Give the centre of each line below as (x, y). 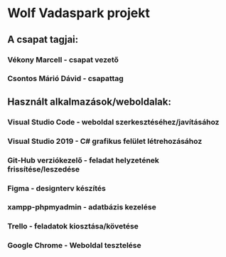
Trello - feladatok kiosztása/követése (73, 226)
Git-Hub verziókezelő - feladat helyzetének (84, 160)
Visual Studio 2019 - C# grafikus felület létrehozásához (105, 141)
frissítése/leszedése (44, 169)
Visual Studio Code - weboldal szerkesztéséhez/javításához (113, 122)
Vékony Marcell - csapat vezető (63, 60)
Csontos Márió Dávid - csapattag (66, 78)
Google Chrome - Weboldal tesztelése (74, 246)
